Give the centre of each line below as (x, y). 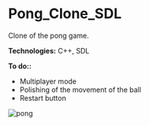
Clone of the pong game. (48, 35)
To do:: (20, 66)
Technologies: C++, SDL (49, 50)
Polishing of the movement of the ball (80, 89)
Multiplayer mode (48, 81)
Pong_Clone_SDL (65, 14)
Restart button (43, 98)
